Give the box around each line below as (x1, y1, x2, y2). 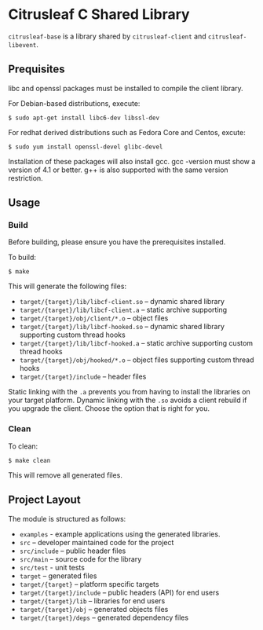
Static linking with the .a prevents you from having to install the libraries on (8, 387, 250, 397)
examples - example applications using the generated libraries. (19, 529, 221, 539)
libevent (8, 41, 37, 49)
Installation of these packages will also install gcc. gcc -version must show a (8, 156, 256, 166)
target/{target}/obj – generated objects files (19, 604, 169, 614)
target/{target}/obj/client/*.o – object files (19, 313, 169, 323)
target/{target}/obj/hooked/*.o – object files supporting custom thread (19, 355, 254, 364)
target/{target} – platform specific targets (19, 579, 159, 588)
